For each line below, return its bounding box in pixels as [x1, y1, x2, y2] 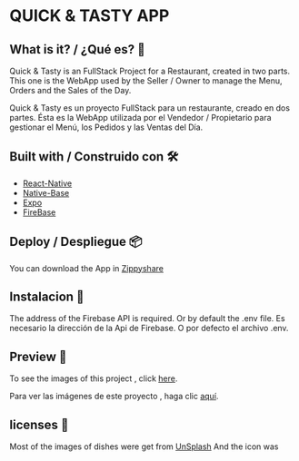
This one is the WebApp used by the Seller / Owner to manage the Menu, [9, 75, 284, 86]
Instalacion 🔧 [9, 289, 85, 305]
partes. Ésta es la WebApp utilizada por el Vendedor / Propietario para [9, 113, 272, 123]
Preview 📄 [9, 348, 67, 364]
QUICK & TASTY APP [9, 5, 170, 26]
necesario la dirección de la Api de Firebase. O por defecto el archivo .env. [9, 323, 289, 334]
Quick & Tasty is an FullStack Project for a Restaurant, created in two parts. [9, 65, 291, 76]
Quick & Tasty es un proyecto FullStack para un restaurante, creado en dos [9, 103, 291, 113]
